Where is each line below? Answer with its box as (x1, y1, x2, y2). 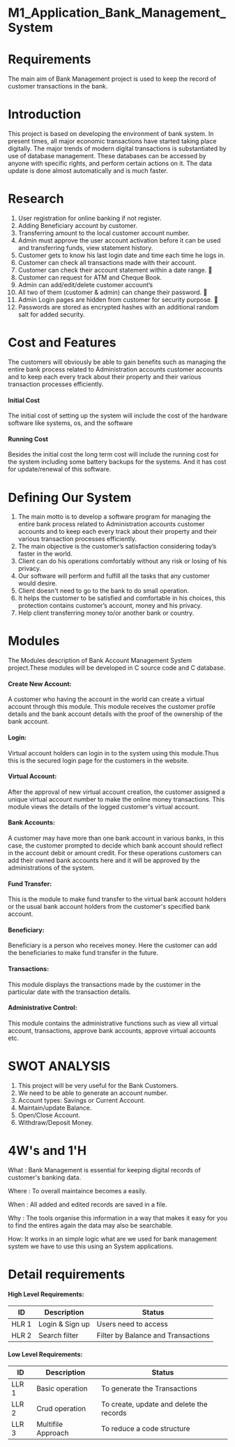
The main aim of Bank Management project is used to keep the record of (8, 75, 217, 83)
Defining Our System (8, 489, 132, 505)
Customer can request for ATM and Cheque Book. (17, 273, 162, 282)
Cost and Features (8, 335, 117, 351)
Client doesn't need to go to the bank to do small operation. (17, 587, 190, 595)
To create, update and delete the (101, 1400, 208, 1409)
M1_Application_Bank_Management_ (8, 5, 226, 21)
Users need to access (96, 1319, 168, 1329)
